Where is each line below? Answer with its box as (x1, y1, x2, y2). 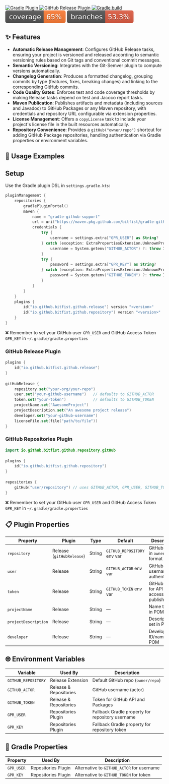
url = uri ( (32, 219, 55, 224)
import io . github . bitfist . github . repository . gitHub (5, 448, 116, 453)
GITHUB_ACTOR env (106, 565, 142, 572)
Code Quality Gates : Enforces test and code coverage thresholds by (12, 89, 155, 95)
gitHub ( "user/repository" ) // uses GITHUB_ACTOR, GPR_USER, (14, 485, 143, 490)
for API (148, 585, 163, 592)
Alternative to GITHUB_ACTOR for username (74, 764, 160, 771)
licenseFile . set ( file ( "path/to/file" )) (14, 418, 98, 424)
